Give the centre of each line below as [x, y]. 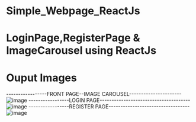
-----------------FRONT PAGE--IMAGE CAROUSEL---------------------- [94, 94]
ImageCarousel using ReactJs [81, 51]
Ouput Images [41, 78]
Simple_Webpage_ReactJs [73, 11]
